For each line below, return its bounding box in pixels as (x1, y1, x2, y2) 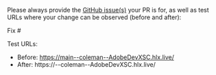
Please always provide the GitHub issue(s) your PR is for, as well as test (7, 6, 209, 14)
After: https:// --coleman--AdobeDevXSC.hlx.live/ (16, 61, 156, 68)
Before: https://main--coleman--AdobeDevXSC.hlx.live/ (16, 53, 175, 61)
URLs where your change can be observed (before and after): (7, 13, 182, 21)
